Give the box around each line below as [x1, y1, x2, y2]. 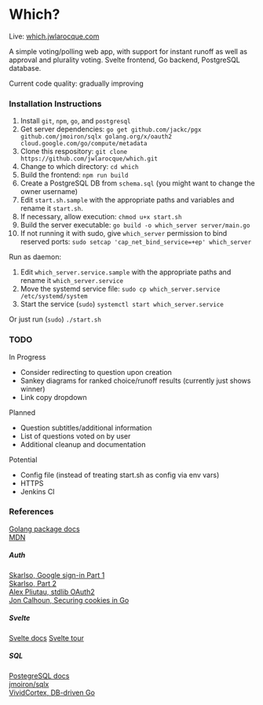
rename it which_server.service [20, 276, 124, 285]
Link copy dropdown [20, 392, 87, 402]
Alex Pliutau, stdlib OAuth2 [9, 587, 95, 597]
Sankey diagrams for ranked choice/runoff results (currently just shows [20, 376, 251, 385]
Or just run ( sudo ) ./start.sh [9, 314, 101, 324]
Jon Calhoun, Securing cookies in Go [9, 595, 130, 604]
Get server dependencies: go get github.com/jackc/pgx [20, 124, 202, 134]
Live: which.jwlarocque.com [9, 31, 100, 41]
